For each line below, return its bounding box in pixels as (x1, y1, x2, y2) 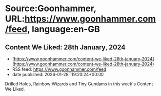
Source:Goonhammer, (5, 3, 97, 14)
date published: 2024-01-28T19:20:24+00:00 (12, 72, 104, 77)
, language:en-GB (27, 24, 100, 35)
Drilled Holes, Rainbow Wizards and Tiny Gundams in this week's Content (5, 81, 153, 87)
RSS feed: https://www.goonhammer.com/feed (12, 66, 106, 72)
